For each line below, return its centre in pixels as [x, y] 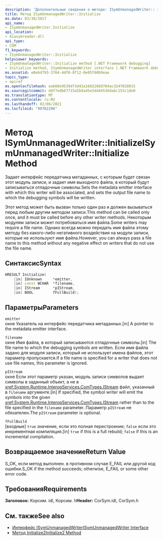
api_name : [15, 23]
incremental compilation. [30, 436]
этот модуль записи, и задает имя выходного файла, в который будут [77, 182]
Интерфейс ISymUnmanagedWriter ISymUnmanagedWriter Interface [80, 528]
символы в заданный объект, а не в [42, 381]
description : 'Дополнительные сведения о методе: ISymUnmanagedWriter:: [80, 9]
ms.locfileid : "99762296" [31, 109]
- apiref [14, 81]
